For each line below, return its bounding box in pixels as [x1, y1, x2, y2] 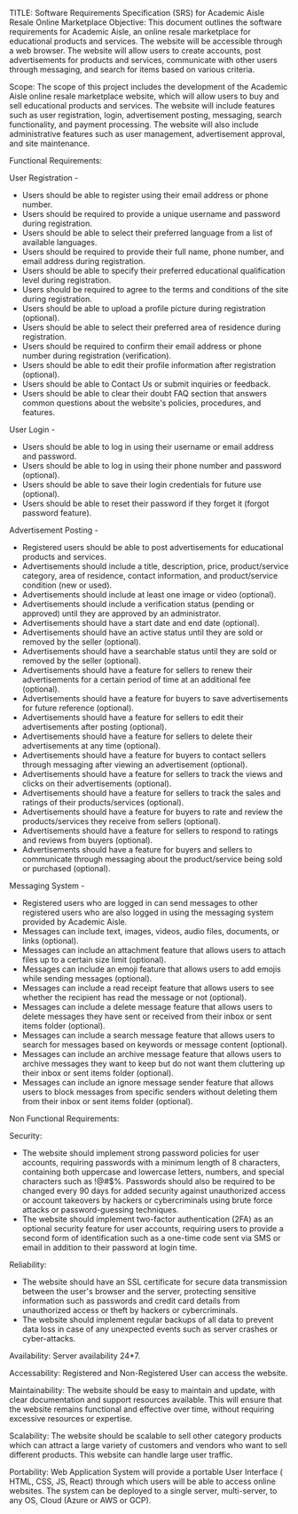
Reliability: [9, 1260, 47, 1270]
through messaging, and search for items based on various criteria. [9, 64, 255, 75]
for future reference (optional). [21, 702, 135, 713]
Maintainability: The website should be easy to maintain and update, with [9, 1385, 276, 1395]
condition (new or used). [21, 580, 113, 590]
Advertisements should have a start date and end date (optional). [21, 618, 260, 628]
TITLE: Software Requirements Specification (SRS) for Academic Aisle [9, 8, 265, 18]
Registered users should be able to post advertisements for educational [21, 542, 284, 552]
